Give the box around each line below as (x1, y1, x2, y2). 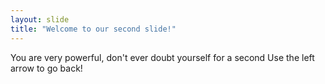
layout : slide (10, 14, 70, 25)
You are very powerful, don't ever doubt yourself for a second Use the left (10, 51, 315, 63)
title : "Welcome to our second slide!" (10, 24, 177, 34)
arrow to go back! (10, 62, 83, 74)
